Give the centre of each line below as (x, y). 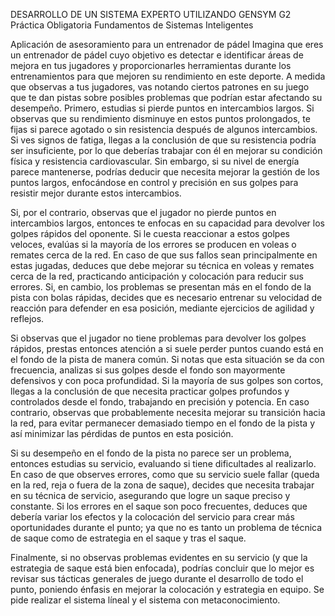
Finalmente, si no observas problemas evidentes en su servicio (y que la (159, 557)
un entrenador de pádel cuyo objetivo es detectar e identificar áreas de (157, 55)
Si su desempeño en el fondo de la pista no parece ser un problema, (151, 453)
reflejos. (27, 318)
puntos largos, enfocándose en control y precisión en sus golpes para (154, 182)
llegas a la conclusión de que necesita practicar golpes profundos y (150, 391)
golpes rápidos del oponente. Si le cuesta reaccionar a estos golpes (150, 233)
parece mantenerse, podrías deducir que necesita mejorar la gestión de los (165, 172)
